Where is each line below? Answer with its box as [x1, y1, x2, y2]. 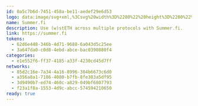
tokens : [6, 36, 25, 42]
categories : [6, 52, 35, 58]
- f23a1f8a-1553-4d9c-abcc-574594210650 [11, 85, 112, 91]
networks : [6, 63, 31, 69]
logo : [6, 14, 19, 20]
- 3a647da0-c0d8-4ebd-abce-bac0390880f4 [11, 47, 112, 53]
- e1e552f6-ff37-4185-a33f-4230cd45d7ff [11, 58, 112, 64]
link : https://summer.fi [6, 31, 67, 37]
